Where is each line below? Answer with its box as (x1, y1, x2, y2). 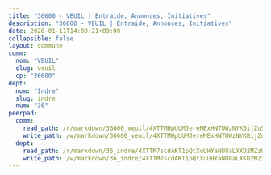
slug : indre (15, 94, 56, 102)
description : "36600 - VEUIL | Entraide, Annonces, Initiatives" (8, 19, 232, 27)
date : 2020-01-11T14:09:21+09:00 (8, 27, 121, 35)
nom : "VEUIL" (15, 57, 60, 65)
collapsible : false (8, 34, 74, 43)
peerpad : (8, 110, 38, 118)
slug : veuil (15, 65, 56, 73)
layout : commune (8, 42, 63, 50)
